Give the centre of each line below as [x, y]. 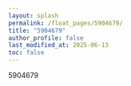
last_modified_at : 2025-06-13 [59, 45]
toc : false [26, 53]
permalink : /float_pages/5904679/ [66, 23]
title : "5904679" [37, 30]
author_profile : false [46, 38]
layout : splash [34, 16]
